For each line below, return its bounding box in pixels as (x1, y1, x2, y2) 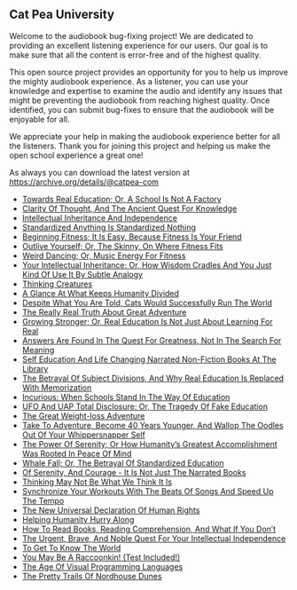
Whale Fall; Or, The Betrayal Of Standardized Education (21, 457, 224, 468)
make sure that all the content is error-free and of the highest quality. (9, 49, 262, 60)
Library (21, 363, 49, 374)
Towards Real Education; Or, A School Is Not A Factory (21, 193, 222, 204)
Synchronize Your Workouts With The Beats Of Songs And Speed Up (21, 485, 274, 496)
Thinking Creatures (21, 279, 93, 289)
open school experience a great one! (9, 150, 144, 161)
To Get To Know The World (21, 542, 121, 553)
